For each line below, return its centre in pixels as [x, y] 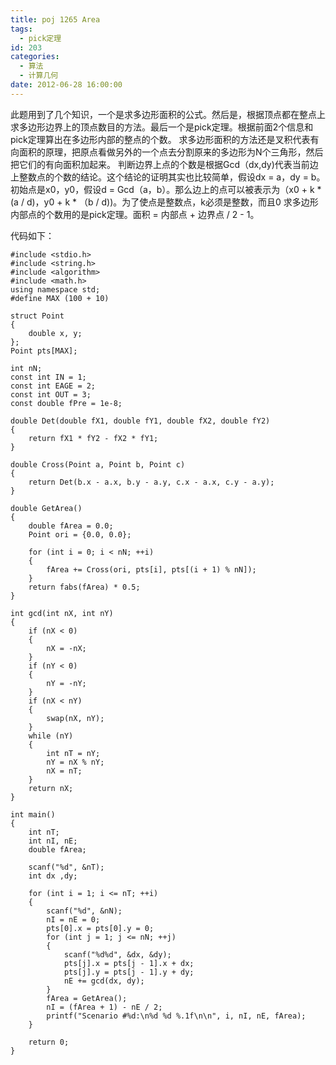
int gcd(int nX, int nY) [62, 613]
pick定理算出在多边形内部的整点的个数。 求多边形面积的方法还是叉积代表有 [165, 139]
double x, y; [55, 333]
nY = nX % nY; [75, 762]
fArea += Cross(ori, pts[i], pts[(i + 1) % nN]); [151, 569]
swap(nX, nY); [75, 718]
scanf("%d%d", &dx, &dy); [117, 954]
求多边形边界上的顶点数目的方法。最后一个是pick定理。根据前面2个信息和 [162, 127]
